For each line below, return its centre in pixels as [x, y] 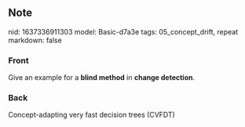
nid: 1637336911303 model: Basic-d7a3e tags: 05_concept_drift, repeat [123, 31]
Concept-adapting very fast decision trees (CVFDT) [91, 115]
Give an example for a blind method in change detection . [101, 78]
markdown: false [35, 40]
